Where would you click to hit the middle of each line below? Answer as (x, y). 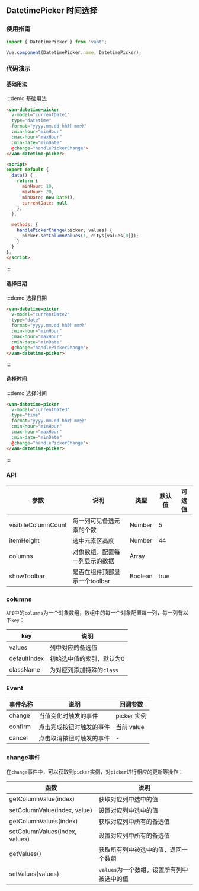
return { (28, 181)
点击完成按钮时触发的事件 (75, 727)
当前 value (130, 727)
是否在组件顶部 (93, 572)
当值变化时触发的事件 (69, 716)
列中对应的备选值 (73, 648)
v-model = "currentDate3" (41, 410)
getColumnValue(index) (42, 798)
